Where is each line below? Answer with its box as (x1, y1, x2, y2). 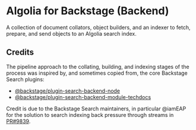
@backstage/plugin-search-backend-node (14, 87, 121, 94)
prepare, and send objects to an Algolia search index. (6, 30, 137, 37)
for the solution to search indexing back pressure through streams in (6, 111, 174, 118)
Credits (6, 47, 34, 58)
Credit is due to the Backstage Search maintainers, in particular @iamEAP (6, 105, 186, 112)
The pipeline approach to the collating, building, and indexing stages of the (6, 63, 189, 70)
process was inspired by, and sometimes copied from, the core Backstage (6, 69, 188, 77)
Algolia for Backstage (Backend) (6, 4, 169, 18)
